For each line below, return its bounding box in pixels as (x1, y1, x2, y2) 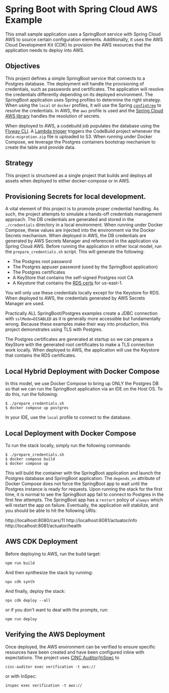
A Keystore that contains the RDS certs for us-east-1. (12, 280, 123, 286)
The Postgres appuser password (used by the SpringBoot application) (12, 264, 158, 270)
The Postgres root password (12, 258, 72, 265)
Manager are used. (5, 300, 45, 307)
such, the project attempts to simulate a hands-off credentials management (5, 211, 162, 217)
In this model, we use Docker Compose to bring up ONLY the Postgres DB (5, 380, 159, 386)
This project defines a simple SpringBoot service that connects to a (5, 75, 145, 81)
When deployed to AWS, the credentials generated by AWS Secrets (5, 295, 145, 301)
